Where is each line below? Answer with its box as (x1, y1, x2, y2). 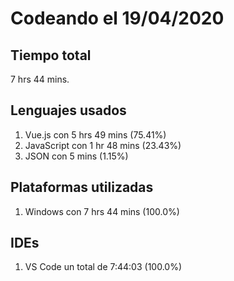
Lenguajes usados (10, 102, 127, 119)
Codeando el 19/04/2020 (10, 7, 225, 30)
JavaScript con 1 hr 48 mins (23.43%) (24, 139, 182, 151)
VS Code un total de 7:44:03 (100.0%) (24, 261, 182, 273)
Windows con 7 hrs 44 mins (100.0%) (24, 205, 180, 217)
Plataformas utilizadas (10, 179, 154, 196)
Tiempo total (10, 47, 92, 64)
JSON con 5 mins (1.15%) (24, 150, 129, 162)
